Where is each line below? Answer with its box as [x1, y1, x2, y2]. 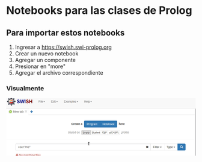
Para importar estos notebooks [6, 28, 125, 38]
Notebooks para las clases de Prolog [6, 4, 192, 17]
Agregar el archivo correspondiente [14, 69, 103, 76]
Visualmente [6, 84, 44, 92]
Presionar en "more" [14, 63, 66, 70]
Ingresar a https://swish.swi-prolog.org [14, 43, 112, 51]
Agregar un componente [14, 57, 76, 63]
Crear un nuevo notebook [14, 50, 79, 57]
